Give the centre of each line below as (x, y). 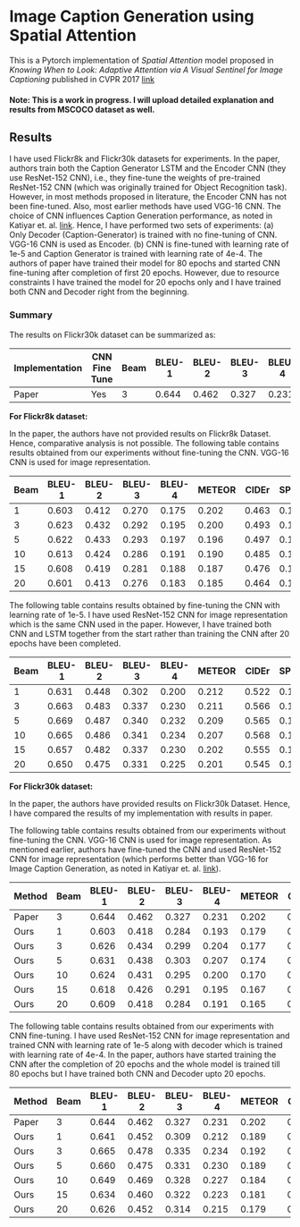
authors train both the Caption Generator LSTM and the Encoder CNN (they (148, 168)
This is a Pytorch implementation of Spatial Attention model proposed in (142, 60)
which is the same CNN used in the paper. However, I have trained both (141, 624)
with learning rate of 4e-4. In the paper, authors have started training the (143, 1054)
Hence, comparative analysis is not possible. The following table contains (144, 443)
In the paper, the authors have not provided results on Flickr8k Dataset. (140, 433)
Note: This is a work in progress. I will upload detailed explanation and (142, 99)
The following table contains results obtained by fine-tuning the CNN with (145, 605)
